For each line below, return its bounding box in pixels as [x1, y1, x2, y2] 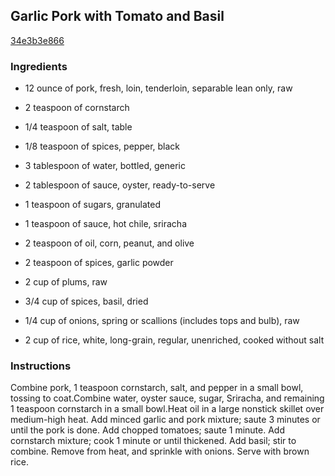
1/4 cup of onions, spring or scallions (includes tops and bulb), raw [24, 315, 300, 327]
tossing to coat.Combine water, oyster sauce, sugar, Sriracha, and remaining [10, 392, 325, 404]
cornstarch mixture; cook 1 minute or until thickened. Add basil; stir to [10, 435, 297, 447]
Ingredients [10, 59, 68, 73]
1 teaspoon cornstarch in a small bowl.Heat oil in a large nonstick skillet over [10, 403, 325, 415]
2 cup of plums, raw [24, 276, 108, 288]
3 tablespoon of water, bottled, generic [24, 160, 186, 172]
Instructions [10, 359, 72, 373]
